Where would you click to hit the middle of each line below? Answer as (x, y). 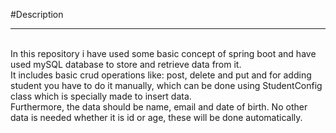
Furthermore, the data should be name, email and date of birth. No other (159, 107)
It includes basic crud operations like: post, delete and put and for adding (161, 75)
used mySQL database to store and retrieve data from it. (126, 64)
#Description (37, 14)
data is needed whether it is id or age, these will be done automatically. (156, 117)
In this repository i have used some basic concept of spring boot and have (163, 53)
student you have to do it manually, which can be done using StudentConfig (166, 85)
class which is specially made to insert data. (101, 96)
